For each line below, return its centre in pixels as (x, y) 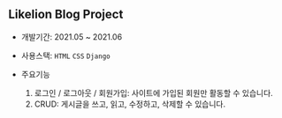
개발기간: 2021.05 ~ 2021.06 (72, 37)
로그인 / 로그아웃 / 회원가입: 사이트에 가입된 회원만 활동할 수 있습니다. (153, 92)
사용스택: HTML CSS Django (66, 55)
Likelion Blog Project (66, 15)
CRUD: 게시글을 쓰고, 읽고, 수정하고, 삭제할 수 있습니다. (130, 104)
